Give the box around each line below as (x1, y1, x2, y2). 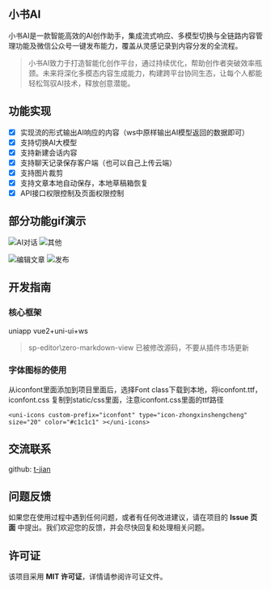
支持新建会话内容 (19, 147, 78, 157)
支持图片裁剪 (19, 168, 63, 177)
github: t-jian (8, 464, 51, 474)
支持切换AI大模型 (19, 137, 78, 147)
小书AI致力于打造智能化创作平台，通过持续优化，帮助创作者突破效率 (28, 58, 256, 67)
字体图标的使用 (8, 365, 67, 376)
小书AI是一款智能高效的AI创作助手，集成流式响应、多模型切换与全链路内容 (8, 31, 256, 41)
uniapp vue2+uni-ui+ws (8, 326, 89, 335)
